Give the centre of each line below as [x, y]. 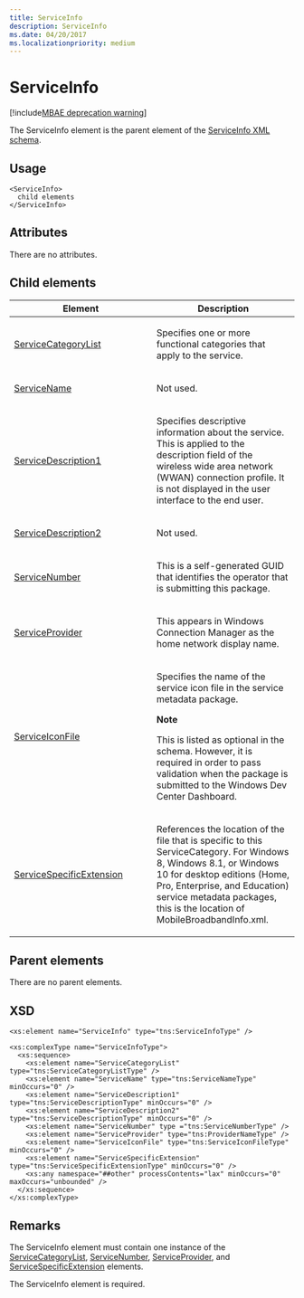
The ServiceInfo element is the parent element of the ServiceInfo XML [140, 130]
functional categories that [211, 344]
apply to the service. [200, 355]
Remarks [35, 1225]
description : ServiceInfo [58, 26]
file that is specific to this [209, 840]
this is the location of [201, 908]
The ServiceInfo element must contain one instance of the [118, 1247]
